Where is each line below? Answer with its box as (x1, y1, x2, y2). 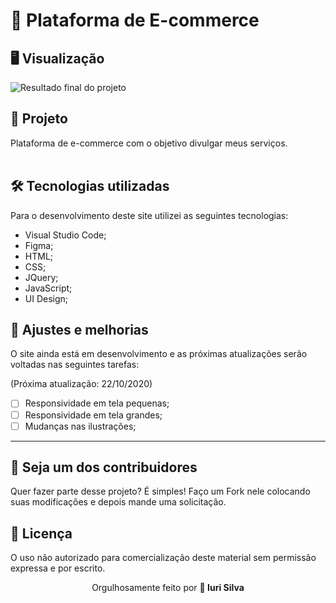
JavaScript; (24, 282, 73, 294)
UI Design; (24, 292, 69, 304)
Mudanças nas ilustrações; (24, 420, 137, 432)
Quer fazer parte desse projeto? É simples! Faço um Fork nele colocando (10, 485, 311, 498)
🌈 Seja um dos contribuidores (10, 459, 198, 476)
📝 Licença (10, 525, 73, 542)
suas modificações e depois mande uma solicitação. (10, 496, 227, 508)
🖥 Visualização (10, 50, 105, 67)
